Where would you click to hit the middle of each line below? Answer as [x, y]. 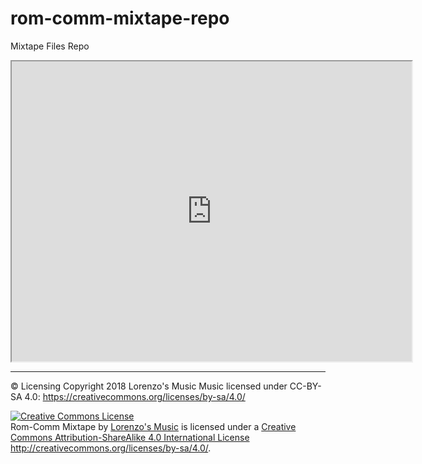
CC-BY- [305, 386]
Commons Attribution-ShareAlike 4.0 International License [130, 437]
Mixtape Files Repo [50, 46]
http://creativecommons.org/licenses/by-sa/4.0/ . [111, 448]
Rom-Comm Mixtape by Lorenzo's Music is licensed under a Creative [153, 426]
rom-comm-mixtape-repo [120, 18]
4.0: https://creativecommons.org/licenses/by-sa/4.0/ [135, 396]
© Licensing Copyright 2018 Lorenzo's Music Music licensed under [149, 386]
